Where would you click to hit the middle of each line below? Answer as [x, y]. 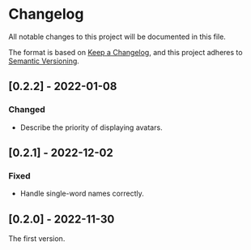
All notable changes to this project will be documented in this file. [117, 37]
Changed [27, 110]
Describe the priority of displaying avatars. [91, 127]
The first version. [37, 239]
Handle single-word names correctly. [82, 194]
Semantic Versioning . [44, 61]
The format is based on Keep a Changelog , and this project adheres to [125, 52]
